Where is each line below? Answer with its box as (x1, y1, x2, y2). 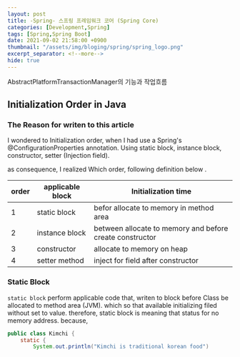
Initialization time (131, 186, 191, 196)
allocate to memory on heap (94, 244, 188, 254)
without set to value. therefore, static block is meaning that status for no (7, 308, 219, 317)
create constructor (94, 233, 156, 243)
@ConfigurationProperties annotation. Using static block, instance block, (7, 144, 222, 152)
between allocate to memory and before (94, 223, 229, 233)
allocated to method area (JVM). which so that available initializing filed (7, 301, 218, 309)
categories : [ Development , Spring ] (7, 24, 111, 31)
